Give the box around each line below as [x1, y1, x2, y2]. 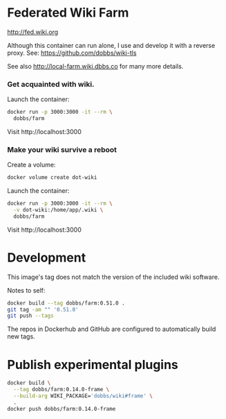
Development [7, 250, 86, 265]
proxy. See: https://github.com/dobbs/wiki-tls [7, 49, 137, 57]
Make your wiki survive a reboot [7, 144, 117, 154]
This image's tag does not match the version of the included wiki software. [7, 273, 220, 281]
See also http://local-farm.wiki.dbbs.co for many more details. [7, 62, 184, 70]
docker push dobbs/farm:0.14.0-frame [7, 405, 116, 412]
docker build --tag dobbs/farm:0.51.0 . [7, 300, 126, 307]
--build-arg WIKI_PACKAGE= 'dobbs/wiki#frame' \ [13, 393, 153, 400]
